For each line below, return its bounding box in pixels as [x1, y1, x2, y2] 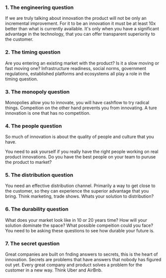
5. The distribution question [5, 172, 73, 179]
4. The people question [5, 122, 62, 129]
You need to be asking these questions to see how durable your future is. [5, 227, 155, 233]
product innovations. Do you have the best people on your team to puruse [5, 154, 156, 160]
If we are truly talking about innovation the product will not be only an [5, 15, 147, 21]
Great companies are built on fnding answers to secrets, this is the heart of [5, 251, 158, 257]
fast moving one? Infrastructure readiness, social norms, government [5, 65, 146, 71]
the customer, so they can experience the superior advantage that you [5, 188, 149, 194]
